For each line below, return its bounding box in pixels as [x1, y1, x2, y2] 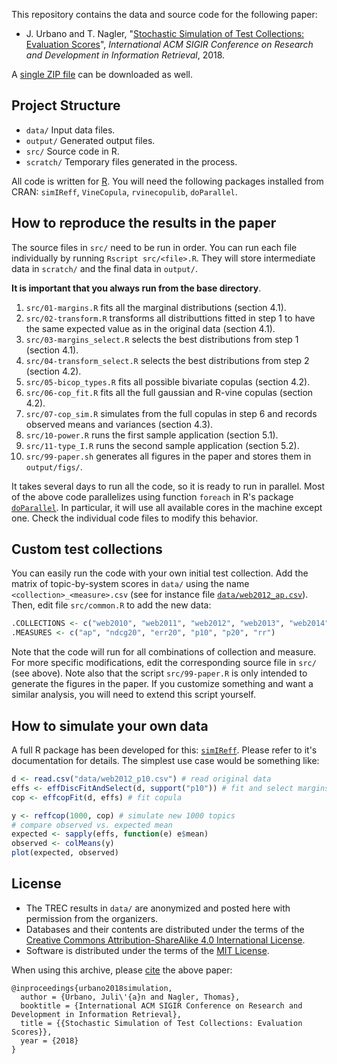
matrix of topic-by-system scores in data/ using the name [11, 578, 250, 590]
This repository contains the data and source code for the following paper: [11, 9, 318, 20]
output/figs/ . [25, 460, 83, 473]
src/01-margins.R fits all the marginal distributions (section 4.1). [25, 301, 287, 313]
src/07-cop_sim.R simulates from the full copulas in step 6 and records [25, 407, 318, 419]
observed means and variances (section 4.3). [25, 418, 214, 430]
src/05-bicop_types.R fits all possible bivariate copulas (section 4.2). [25, 375, 311, 388]
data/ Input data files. [25, 124, 116, 136]
